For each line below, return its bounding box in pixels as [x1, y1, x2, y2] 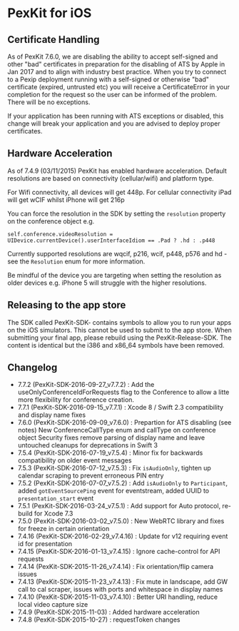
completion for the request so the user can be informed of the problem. [7, 91, 218, 99]
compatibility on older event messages [17, 456, 132, 465]
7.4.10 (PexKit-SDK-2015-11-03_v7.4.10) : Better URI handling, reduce [17, 592, 218, 601]
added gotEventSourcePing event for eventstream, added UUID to [17, 487, 210, 495]
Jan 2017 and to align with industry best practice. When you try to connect [7, 68, 227, 76]
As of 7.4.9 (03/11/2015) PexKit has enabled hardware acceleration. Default [7, 166, 227, 175]
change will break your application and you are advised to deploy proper [7, 119, 220, 128]
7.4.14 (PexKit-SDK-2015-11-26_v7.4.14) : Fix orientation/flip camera [17, 562, 214, 571]
